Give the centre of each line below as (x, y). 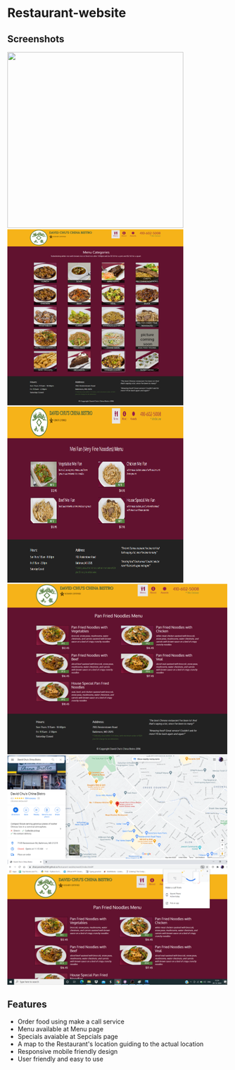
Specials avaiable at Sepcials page (68, 1036)
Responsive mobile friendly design (68, 1051)
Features (27, 1005)
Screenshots (36, 39)
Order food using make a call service (71, 1021)
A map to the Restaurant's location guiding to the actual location (110, 1044)
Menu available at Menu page (61, 1028)
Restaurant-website (67, 13)
